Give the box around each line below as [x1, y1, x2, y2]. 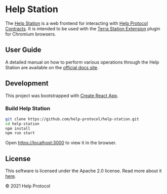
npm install [5, 126, 30, 131]
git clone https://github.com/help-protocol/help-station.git [5, 116, 139, 122]
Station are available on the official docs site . [5, 64, 99, 70]
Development [5, 79, 49, 88]
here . [5, 173, 16, 179]
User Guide [5, 45, 41, 54]
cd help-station [5, 121, 39, 126]
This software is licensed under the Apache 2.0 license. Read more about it [5, 168, 162, 174]
